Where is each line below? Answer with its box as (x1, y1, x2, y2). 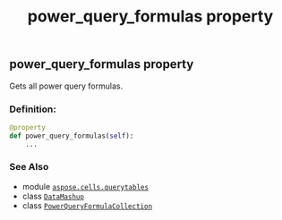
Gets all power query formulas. (9, 80, 124, 91)
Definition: (9, 103, 56, 115)
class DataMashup (21, 190, 85, 201)
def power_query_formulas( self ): (9, 131, 134, 140)
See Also (9, 161, 49, 173)
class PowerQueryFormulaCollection (21, 199, 153, 211)
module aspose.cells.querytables (21, 181, 150, 191)
